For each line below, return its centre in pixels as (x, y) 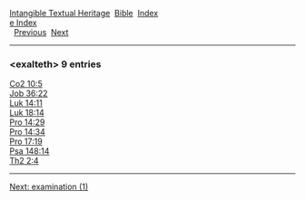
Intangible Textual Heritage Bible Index (84, 13)
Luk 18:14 (27, 113)
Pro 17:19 (26, 142)
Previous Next (41, 32)
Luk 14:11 (26, 103)
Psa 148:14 (30, 151)
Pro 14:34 (27, 132)
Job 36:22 (29, 93)
